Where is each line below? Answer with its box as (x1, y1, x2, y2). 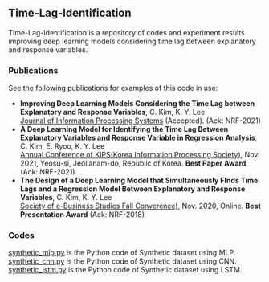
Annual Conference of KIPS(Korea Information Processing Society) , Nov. (19, 150, 260, 160)
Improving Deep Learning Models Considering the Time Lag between (19, 99, 255, 108)
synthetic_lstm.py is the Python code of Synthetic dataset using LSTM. (8, 265, 243, 275)
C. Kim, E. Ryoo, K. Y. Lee (19, 141, 105, 151)
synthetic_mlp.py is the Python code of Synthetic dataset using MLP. (8, 248, 236, 258)
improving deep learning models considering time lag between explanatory (8, 36, 257, 46)
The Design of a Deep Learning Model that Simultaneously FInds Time (19, 176, 259, 186)
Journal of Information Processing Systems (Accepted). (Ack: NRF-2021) (19, 116, 261, 125)
